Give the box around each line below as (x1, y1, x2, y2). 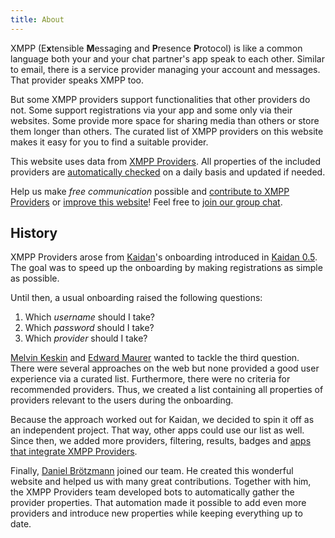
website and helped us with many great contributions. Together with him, (10, 476, 312, 488)
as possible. (10, 272, 60, 285)
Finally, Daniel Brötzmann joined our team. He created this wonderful (10, 465, 294, 477)
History (10, 225, 58, 242)
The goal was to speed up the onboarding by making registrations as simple (10, 262, 323, 274)
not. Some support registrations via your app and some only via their (10, 104, 293, 116)
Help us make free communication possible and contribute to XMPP (10, 185, 290, 197)
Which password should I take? (24, 322, 155, 334)
